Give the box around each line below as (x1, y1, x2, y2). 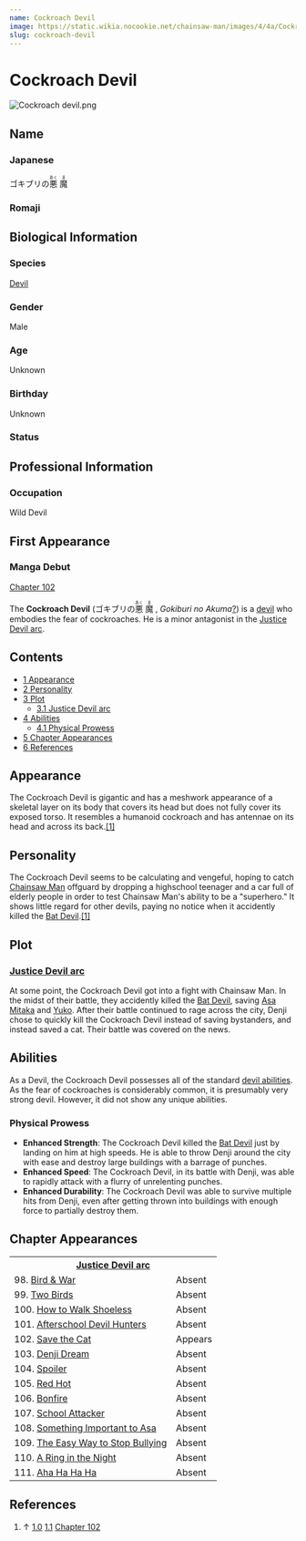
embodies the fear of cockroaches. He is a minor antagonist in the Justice (9, 613, 287, 625)
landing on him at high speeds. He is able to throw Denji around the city (22, 1147, 291, 1158)
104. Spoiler (14, 1362, 67, 1375)
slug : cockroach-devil (9, 30, 96, 39)
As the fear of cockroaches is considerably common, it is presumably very (9, 1084, 289, 1095)
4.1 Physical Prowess (36, 722, 115, 733)
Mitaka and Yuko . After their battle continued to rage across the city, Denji (9, 1004, 287, 1015)
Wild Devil (9, 507, 47, 518)
